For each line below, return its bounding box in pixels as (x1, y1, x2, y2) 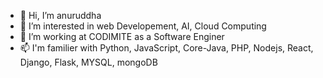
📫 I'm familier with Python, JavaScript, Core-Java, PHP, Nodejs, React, (19, 42, 314, 54)
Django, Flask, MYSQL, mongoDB (19, 56, 158, 68)
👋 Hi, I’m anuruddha (19, 10, 102, 21)
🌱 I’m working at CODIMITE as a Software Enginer (19, 31, 225, 42)
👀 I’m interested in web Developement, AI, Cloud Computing (19, 20, 267, 32)
